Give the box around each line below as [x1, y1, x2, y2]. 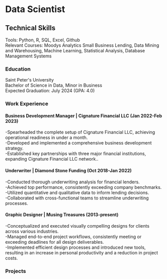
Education [5, 65, 31, 73]
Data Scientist [5, 4, 65, 15]
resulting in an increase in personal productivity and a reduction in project [5, 249, 158, 255]
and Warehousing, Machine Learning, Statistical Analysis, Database [5, 48, 145, 53]
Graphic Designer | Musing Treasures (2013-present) [5, 212, 119, 218]
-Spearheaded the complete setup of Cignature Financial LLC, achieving [5, 129, 155, 135]
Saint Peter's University [5, 77, 54, 83]
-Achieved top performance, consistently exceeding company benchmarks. [5, 184, 162, 190]
